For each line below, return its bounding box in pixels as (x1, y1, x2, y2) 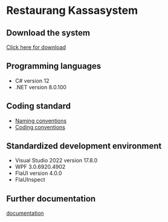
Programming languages (6, 61, 102, 71)
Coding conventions (15, 123, 65, 130)
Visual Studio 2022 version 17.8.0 (15, 157, 98, 164)
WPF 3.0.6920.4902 (15, 163, 66, 171)
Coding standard (6, 101, 71, 112)
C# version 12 (15, 77, 50, 84)
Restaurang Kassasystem (6, 4, 138, 17)
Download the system (6, 28, 91, 38)
